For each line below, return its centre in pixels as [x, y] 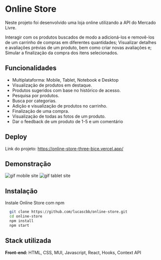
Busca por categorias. [34, 101]
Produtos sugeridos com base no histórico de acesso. [66, 90]
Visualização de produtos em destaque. [52, 85]
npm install [22, 221]
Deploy [16, 137]
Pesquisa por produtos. [36, 95]
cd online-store [26, 217]
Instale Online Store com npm [35, 203]
